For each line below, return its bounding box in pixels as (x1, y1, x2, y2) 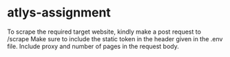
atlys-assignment (7, 5, 112, 21)
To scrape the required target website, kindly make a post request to (7, 27, 202, 36)
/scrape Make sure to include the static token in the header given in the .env (7, 34, 223, 43)
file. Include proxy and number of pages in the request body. (7, 42, 179, 50)
